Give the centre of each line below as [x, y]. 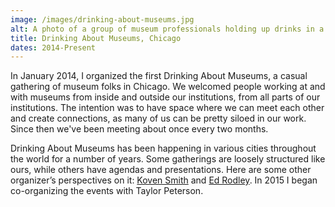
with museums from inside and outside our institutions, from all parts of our [165, 97]
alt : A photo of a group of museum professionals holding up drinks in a [167, 29]
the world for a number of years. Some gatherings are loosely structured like [168, 159]
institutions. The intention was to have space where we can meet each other [167, 108]
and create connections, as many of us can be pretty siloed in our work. [158, 118]
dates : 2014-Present [53, 47]
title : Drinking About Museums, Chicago [96, 38]
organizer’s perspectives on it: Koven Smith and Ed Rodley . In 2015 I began [164, 180]
